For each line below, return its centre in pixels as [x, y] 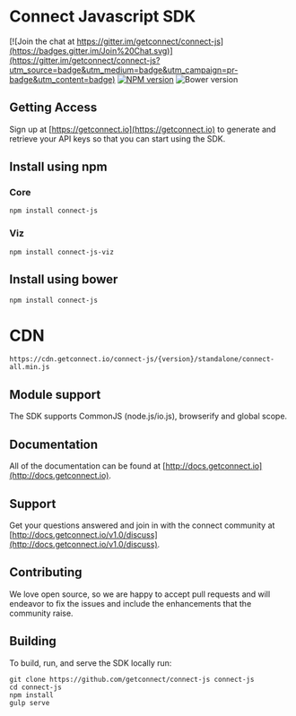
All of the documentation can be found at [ [87, 466]
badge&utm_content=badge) [62, 79]
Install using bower [64, 280]
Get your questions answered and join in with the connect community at [142, 525]
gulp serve [30, 703]
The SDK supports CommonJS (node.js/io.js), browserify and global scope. [148, 416]
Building [33, 641]
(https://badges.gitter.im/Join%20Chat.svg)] [91, 50]
